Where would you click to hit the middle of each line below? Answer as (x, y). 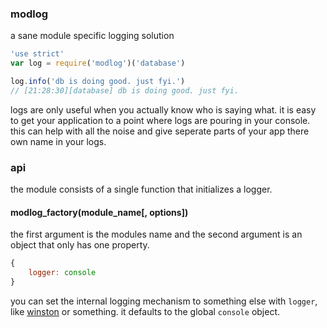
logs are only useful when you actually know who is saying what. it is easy (163, 109)
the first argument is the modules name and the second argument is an (156, 234)
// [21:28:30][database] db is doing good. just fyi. (125, 90)
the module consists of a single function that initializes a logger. (141, 189)
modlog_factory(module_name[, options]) (99, 212)
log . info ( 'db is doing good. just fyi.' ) (98, 82)
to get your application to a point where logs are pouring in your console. (160, 120)
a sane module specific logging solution (92, 36)
